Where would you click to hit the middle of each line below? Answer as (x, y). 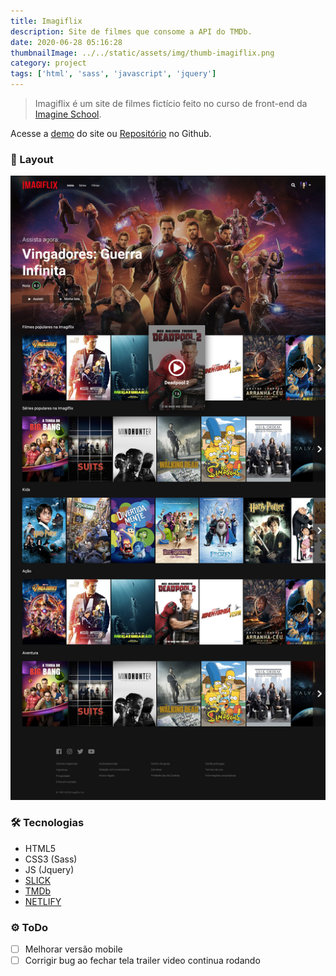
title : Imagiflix (46, 21)
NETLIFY (43, 901)
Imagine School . (68, 114)
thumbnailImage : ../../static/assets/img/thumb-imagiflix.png (142, 53)
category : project (48, 63)
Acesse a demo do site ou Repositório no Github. (111, 133)
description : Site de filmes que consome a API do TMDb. (131, 31)
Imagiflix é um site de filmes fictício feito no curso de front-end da (171, 103)
